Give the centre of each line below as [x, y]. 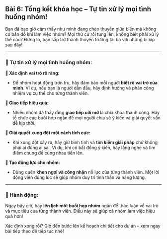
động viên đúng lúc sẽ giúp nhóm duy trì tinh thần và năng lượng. [79, 177]
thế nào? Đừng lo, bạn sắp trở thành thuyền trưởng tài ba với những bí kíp [80, 39]
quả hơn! [14, 216]
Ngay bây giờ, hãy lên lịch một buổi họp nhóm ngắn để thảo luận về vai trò [82, 206]
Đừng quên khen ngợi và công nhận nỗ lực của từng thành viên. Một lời [86, 172]
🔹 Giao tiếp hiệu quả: [27, 103]
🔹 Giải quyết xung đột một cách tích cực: [48, 133]
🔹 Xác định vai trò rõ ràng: [32, 73]
